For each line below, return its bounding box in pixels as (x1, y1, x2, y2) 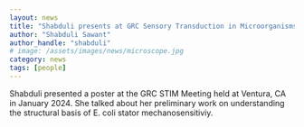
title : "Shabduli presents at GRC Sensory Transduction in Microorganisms (9, 22, 298, 31)
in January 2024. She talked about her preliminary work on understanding (9, 97, 285, 108)
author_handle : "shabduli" (9, 38, 111, 48)
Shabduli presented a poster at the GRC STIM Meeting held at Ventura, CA (9, 87, 287, 99)
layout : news (9, 13, 59, 23)
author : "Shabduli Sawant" (9, 30, 111, 39)
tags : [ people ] (9, 64, 67, 73)
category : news (9, 55, 67, 64)
